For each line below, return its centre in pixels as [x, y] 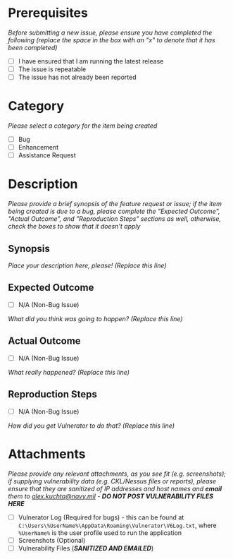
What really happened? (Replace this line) [69, 372]
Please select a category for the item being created [83, 126]
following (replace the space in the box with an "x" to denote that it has [112, 40]
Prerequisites [48, 13]
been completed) [33, 47]
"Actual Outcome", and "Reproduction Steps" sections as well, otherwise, [114, 219]
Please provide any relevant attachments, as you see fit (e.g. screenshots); [117, 474]
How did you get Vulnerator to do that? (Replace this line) [92, 426]
